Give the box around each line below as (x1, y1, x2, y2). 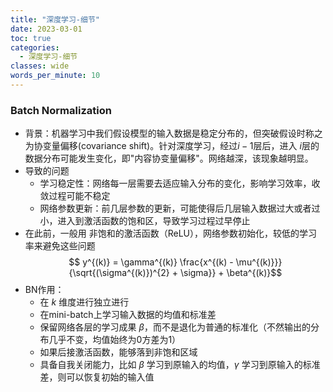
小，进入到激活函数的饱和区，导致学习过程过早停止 (39, 215, 251, 227)
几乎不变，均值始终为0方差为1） (48, 334, 182, 346)
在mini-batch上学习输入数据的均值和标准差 (39, 309, 217, 321)
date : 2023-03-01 (10, 24, 83, 34)
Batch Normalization (10, 103, 112, 117)
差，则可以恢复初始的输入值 (39, 371, 155, 383)
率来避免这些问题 (24, 240, 96, 252)
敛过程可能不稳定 (39, 190, 111, 202)
